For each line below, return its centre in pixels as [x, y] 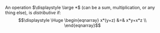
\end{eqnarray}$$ [82, 25]
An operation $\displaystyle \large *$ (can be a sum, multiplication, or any [80, 8]
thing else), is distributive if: [33, 13]
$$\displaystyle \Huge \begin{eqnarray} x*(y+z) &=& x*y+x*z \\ [82, 20]
